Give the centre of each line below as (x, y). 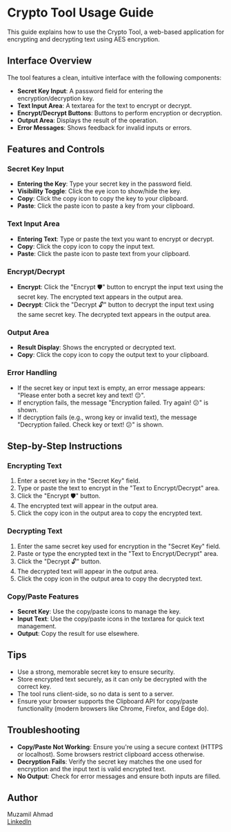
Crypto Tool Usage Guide (80, 13)
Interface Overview (50, 61)
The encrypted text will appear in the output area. (88, 506)
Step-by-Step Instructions (65, 446)
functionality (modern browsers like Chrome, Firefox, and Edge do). (113, 708)
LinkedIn (19, 822)
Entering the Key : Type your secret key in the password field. (104, 184)
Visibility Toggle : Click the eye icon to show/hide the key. (99, 191)
